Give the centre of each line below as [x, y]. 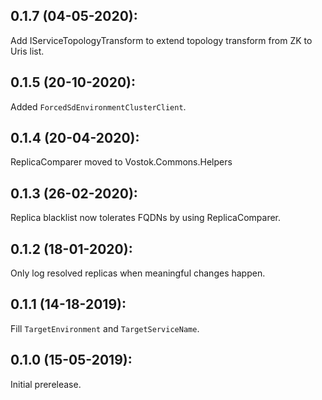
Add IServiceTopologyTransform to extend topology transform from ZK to [161, 40]
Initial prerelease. [46, 384]
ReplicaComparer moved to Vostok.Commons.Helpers [121, 162]
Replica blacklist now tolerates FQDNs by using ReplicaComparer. [146, 218]
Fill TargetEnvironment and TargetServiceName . [105, 328]
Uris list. [27, 51]
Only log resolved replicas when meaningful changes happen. [138, 273]
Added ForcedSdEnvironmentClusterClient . [98, 106]
